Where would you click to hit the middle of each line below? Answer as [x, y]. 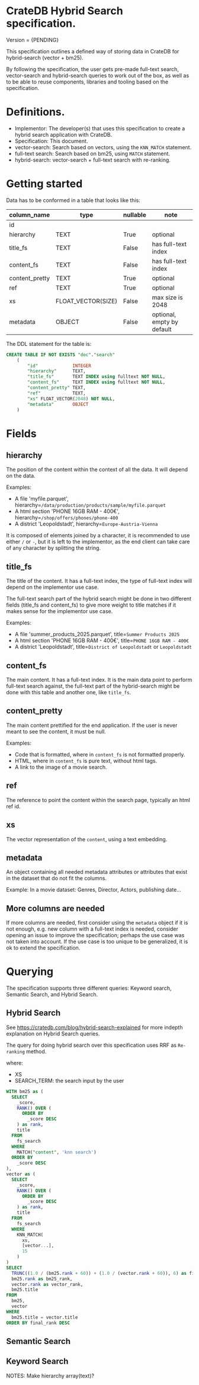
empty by [165, 322]
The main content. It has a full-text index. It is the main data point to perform [99, 680]
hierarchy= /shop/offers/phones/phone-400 [66, 518]
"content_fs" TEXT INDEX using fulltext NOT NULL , [97, 382]
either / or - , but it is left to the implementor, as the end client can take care [98, 542]
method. [36, 1051]
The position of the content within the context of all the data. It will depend [97, 470]
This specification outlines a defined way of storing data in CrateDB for [93, 51]
